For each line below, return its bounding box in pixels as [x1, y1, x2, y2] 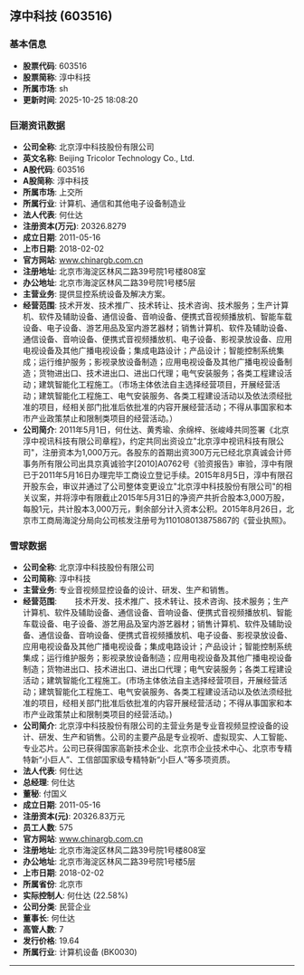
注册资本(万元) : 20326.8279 [22, 220, 127, 231]
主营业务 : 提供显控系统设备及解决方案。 [22, 288, 170, 299]
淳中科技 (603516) [9, 8, 113, 24]
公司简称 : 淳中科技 [22, 573, 91, 584]
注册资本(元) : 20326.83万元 [22, 811, 126, 822]
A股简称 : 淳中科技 [22, 175, 90, 186]
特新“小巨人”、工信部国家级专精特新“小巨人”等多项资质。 [22, 754, 235, 765]
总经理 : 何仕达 [22, 777, 75, 788]
